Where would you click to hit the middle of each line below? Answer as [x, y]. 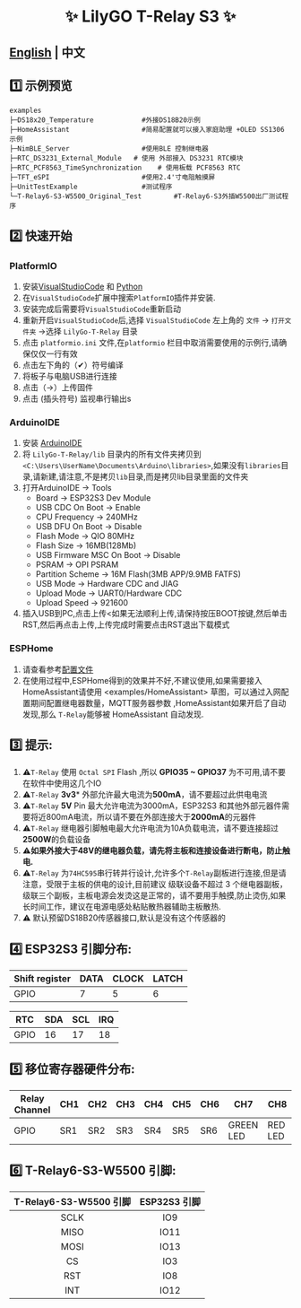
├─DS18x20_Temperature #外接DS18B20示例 [105, 120]
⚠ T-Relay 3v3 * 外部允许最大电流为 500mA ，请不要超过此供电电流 [145, 795]
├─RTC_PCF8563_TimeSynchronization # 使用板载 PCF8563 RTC [125, 168]
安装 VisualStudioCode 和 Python [82, 287]
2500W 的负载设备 [56, 840]
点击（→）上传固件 [58, 388]
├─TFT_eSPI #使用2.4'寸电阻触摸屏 [112, 178]
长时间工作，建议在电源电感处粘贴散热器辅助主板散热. [121, 907]
